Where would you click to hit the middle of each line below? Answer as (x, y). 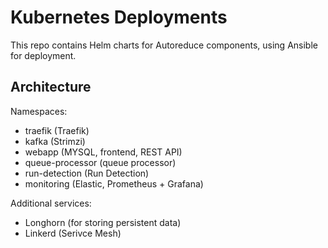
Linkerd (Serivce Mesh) (73, 233)
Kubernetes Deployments (119, 17)
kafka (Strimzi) (55, 141)
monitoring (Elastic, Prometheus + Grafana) (114, 183)
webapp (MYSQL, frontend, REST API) (103, 152)
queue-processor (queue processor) (100, 162)
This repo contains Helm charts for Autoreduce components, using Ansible (164, 45)
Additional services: (51, 203)
